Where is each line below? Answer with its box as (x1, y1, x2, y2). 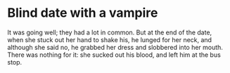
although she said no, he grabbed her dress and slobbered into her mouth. (7, 43, 224, 51)
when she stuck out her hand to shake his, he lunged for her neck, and (7, 35, 212, 44)
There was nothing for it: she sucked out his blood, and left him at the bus (7, 51, 222, 59)
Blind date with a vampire (7, 5, 158, 21)
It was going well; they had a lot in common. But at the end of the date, (7, 28, 212, 36)
